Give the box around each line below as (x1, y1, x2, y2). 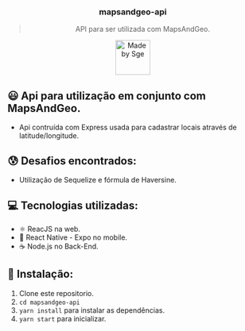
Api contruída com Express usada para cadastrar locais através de (18, 122, 238, 133)
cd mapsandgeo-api (18, 298, 80, 306)
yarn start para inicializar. (18, 314, 107, 323)
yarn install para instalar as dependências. (18, 305, 165, 315)
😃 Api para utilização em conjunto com (7, 89, 206, 102)
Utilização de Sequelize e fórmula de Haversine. (18, 175, 177, 184)
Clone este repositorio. (18, 288, 95, 298)
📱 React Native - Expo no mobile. (18, 233, 128, 242)
